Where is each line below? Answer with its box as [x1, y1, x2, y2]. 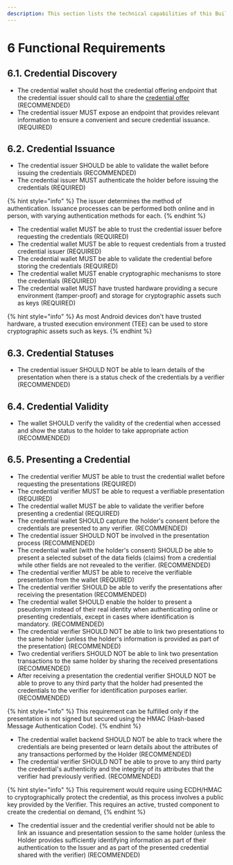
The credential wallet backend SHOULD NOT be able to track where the [17, 735, 223, 744]
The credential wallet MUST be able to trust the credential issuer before [17, 225, 222, 233]
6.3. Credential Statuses [7, 347, 114, 359]
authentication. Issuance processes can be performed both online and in [7, 204, 215, 212]
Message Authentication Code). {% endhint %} [7, 721, 142, 730]
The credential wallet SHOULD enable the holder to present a [17, 598, 192, 606]
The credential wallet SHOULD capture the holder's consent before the [17, 517, 221, 525]
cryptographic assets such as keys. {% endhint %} [7, 327, 153, 335]
